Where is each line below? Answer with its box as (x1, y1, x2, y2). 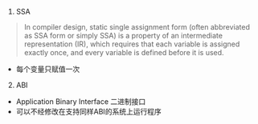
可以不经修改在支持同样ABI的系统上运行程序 (15, 107, 162, 116)
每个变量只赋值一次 (15, 64, 80, 74)
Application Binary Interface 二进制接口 (15, 97, 146, 106)
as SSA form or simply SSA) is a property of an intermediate (23, 31, 223, 40)
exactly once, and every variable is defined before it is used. (23, 48, 224, 57)
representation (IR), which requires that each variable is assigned (23, 39, 240, 49)
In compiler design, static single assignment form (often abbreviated (23, 22, 251, 31)
